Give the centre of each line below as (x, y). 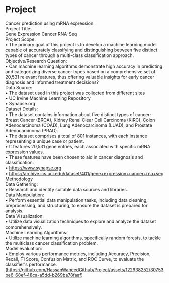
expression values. (25, 152)
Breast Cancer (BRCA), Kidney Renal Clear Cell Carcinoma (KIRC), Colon (80, 120)
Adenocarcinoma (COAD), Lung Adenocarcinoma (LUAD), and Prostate (79, 125)
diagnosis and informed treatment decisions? (52, 82)
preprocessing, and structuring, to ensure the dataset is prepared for (76, 205)
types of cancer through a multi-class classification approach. (70, 55)
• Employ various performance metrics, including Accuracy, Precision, (78, 254)
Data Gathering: (22, 184)
